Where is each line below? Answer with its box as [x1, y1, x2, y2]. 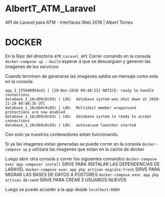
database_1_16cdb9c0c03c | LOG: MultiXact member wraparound [5, 105, 136, 110]
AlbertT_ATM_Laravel [5, 3, 96, 14]
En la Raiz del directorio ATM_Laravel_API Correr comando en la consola [5, 53, 151, 59]
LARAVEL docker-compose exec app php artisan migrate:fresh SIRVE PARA [5, 166, 160, 172]
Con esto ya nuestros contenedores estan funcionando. [5, 131, 119, 137]
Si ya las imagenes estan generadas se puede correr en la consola [5, 141, 141, 147]
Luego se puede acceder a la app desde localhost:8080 [5, 186, 120, 192]
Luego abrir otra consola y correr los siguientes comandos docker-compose [5, 155, 157, 161]
